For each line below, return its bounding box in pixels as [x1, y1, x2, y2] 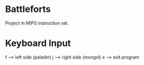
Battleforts [5, 3, 51, 15]
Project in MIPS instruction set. [5, 20, 69, 26]
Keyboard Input [5, 37, 71, 49]
